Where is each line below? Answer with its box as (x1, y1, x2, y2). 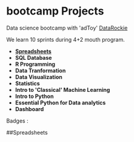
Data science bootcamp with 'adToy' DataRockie (6, 24, 128, 31)
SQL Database (15, 54, 52, 61)
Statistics (15, 80, 41, 87)
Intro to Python (15, 92, 54, 100)
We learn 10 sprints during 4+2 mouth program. (6, 36, 126, 43)
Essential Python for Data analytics (15, 98, 106, 106)
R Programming (15, 60, 56, 68)
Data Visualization (15, 73, 62, 80)
